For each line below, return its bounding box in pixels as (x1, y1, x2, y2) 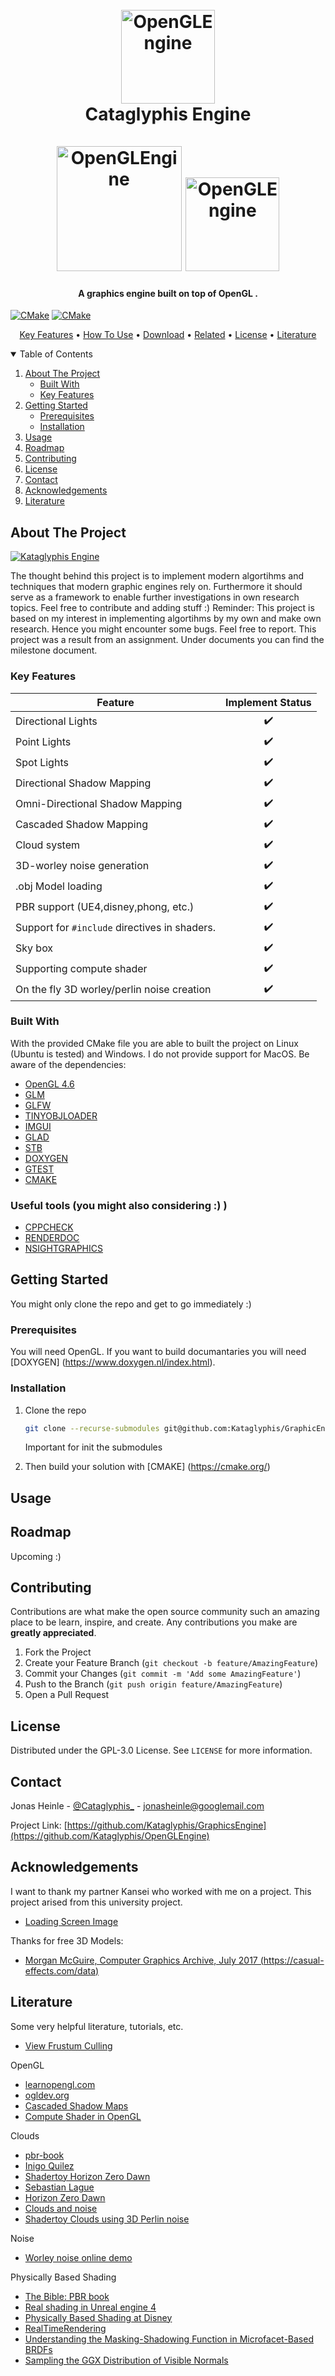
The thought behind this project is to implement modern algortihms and (10, 570, 305, 582)
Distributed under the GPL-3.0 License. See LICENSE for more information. (10, 1744, 313, 1757)
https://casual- (263, 1954, 325, 1966)
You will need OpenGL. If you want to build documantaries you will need (10, 1346, 307, 1358)
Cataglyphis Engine (84, 103, 252, 126)
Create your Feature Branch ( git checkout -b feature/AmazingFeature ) (24, 1657, 319, 1669)
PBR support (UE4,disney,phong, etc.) (15, 900, 195, 913)
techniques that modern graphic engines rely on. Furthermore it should (10, 581, 303, 593)
